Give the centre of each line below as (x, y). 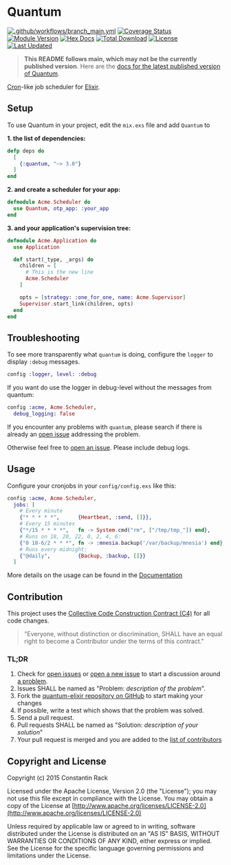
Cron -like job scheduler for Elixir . (54, 87)
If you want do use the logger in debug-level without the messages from (109, 387)
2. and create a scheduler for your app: (64, 190)
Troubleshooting (44, 338)
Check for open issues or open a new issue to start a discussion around (119, 674)
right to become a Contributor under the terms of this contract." (114, 641)
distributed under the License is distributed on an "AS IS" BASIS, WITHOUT (113, 834)
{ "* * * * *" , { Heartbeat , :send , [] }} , (86, 517)
